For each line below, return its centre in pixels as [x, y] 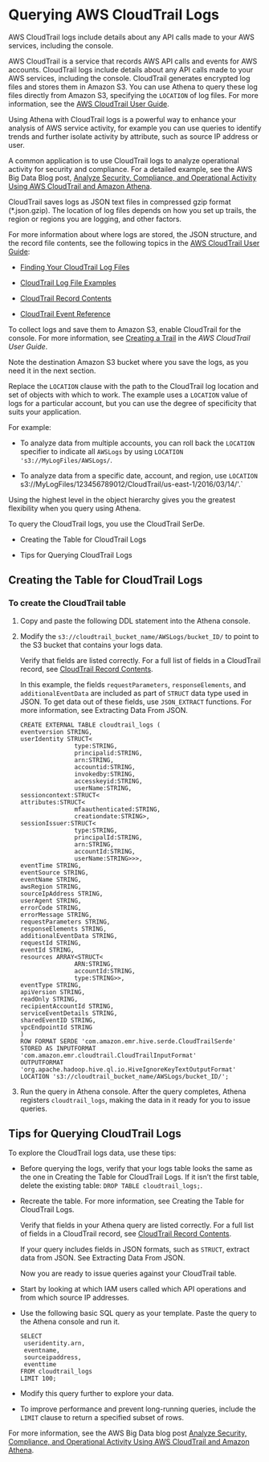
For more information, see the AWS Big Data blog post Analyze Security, [128, 1433]
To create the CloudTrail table [67, 603]
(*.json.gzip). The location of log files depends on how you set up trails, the [132, 210]
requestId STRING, [51, 943]
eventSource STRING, [54, 872]
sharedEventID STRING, [58, 1020]
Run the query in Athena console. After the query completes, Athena [133, 1091]
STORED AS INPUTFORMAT [58, 1048]
